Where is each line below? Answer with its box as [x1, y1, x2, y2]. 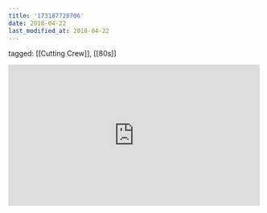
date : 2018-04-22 [8, 19, 67, 27]
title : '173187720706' [8, 11, 84, 20]
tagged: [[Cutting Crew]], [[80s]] [8, 49, 117, 59]
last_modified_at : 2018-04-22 [8, 27, 110, 35]
